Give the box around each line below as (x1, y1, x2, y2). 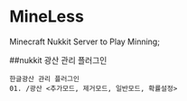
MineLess (9, 6, 84, 27)
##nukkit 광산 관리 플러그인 (9, 54, 108, 65)
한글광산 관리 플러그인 (9, 74, 79, 83)
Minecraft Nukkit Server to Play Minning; (9, 36, 161, 47)
